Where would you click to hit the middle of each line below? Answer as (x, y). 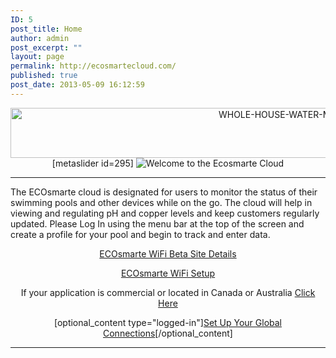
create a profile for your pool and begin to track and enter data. (140, 234)
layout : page (37, 57)
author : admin (40, 38)
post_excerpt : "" (46, 47)
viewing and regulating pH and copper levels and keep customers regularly (165, 213)
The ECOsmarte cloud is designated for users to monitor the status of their (164, 192)
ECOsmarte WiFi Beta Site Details (168, 253)
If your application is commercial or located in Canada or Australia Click (168, 292)
